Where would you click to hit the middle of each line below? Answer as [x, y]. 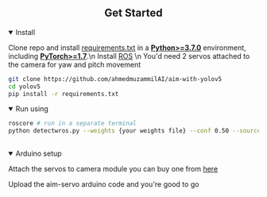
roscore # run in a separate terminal [72, 124]
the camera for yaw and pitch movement [75, 64]
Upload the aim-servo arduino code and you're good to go [104, 184]
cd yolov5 [25, 87]
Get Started [133, 13]
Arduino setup [39, 153]
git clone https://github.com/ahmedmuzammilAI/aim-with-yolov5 [115, 79]
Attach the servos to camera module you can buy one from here [113, 169]
